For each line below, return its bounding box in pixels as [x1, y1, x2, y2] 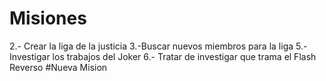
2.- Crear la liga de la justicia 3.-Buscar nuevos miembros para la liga [9, 40, 294, 52]
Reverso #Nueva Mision [9, 61, 108, 73]
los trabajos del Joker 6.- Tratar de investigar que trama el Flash [52, 50, 317, 62]
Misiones [9, 7, 87, 30]
